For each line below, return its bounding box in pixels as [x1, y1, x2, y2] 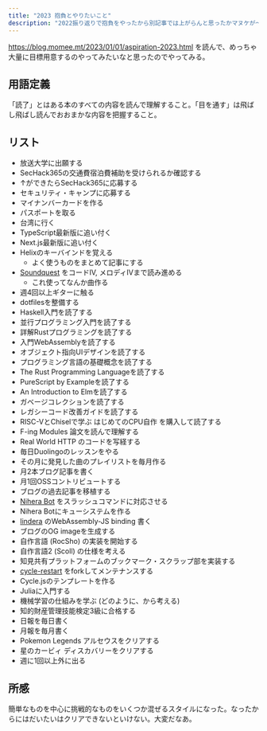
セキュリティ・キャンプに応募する [19, 188, 131, 197]
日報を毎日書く [19, 616, 69, 626]
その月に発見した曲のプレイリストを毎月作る [19, 457, 167, 467]
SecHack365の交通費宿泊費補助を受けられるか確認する [19, 168, 202, 178]
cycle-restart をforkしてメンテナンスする [19, 566, 153, 576]
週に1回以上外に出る [19, 656, 86, 666]
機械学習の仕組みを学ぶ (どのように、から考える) [19, 596, 180, 606]
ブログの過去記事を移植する [19, 487, 111, 496]
